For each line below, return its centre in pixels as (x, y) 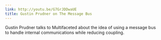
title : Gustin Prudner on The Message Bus (48, 14)
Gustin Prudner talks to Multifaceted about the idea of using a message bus (80, 27)
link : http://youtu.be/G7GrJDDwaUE (41, 9)
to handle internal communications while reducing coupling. (65, 32)
